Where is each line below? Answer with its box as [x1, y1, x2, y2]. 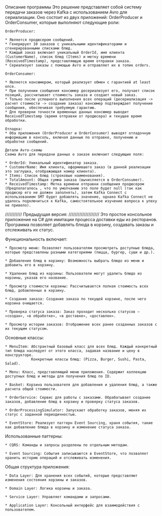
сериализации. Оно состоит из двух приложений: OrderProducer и [5, 15, 143, 20]
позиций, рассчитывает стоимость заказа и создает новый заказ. [5, 93, 138, 97]
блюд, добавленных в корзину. [5, 288, 66, 293]
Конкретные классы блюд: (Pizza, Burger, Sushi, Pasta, [31, 357, 146, 362]
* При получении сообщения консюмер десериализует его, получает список [5, 88, 155, 93]
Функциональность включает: [5, 236, 68, 242]
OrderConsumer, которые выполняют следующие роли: [5, 19, 120, 25]
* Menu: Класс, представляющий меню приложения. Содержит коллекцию [5, 370, 146, 374]
